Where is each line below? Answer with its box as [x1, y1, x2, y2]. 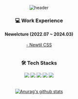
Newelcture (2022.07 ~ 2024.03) [4, 31, 74, 37]
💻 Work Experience [15, 17, 63, 24]
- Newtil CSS [26, 42, 52, 48]
